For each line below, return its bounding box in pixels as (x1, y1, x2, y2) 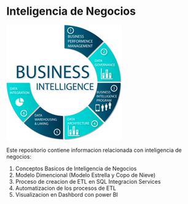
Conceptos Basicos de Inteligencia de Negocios (15, 165, 137, 172)
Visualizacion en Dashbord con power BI (15, 190, 119, 198)
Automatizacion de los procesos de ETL (15, 184, 117, 192)
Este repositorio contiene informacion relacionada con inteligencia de (6, 146, 182, 154)
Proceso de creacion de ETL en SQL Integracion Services (15, 178, 161, 185)
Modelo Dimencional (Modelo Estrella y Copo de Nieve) (15, 171, 156, 179)
